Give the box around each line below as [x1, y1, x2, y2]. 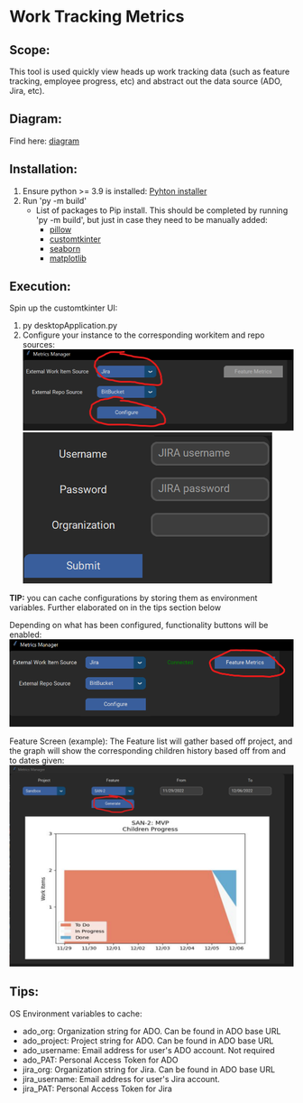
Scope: [9, 42, 50, 58]
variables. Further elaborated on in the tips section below [9, 602, 222, 613]
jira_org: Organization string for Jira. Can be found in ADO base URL [22, 1063, 276, 1075]
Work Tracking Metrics [9, 6, 185, 27]
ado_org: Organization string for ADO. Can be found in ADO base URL [22, 1025, 281, 1036]
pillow [49, 224, 72, 235]
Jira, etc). [9, 86, 45, 96]
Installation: [9, 162, 78, 177]
